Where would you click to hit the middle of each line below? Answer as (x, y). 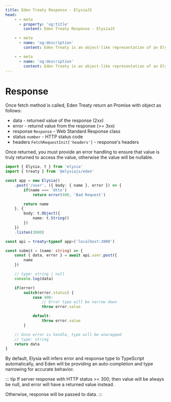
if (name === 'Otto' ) (45, 190)
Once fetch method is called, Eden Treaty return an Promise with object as (83, 105)
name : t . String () (51, 218)
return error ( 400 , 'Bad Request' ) (69, 195)
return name (36, 204)
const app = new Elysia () (33, 181)
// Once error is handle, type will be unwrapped (68, 334)
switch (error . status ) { (49, 293)
